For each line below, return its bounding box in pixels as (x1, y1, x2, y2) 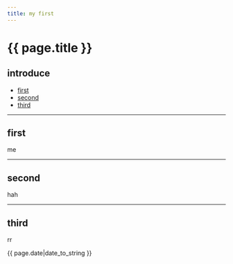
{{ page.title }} (7, 39, 93, 55)
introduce (7, 67, 51, 80)
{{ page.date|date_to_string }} (7, 249, 92, 257)
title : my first (7, 10, 54, 17)
